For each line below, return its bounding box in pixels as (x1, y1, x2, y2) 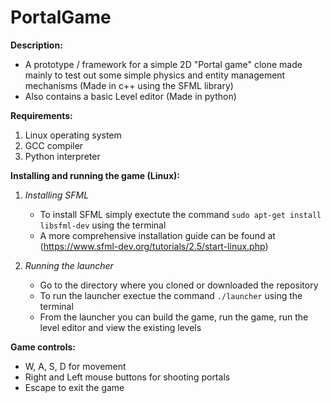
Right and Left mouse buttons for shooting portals (24, 371, 231, 383)
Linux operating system (24, 129, 122, 141)
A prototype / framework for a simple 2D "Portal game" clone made (24, 58, 303, 70)
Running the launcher (24, 259, 114, 271)
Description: (10, 39, 63, 51)
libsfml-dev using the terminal (39, 219, 167, 231)
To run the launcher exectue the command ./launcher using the (39, 289, 303, 301)
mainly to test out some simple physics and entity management (24, 69, 286, 81)
